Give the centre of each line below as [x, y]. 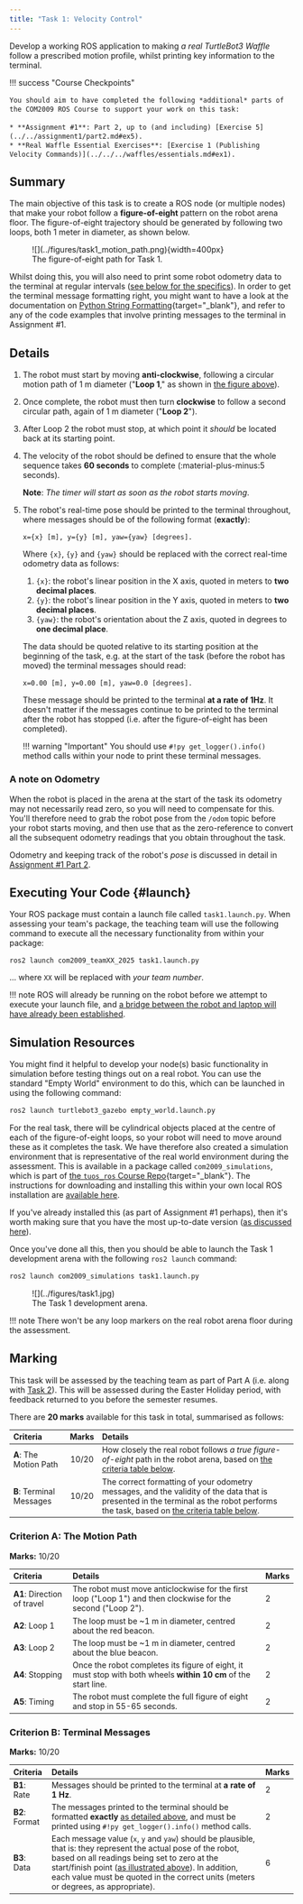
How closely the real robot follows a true [177, 1450]
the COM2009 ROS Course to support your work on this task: [125, 109]
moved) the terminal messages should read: [104, 666]
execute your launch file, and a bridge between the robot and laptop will [143, 1005]
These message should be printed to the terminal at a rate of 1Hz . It [147, 700]
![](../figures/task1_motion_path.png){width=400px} [128, 250]
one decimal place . [72, 629]
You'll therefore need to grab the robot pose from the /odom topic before [143, 818]
